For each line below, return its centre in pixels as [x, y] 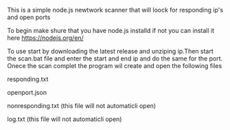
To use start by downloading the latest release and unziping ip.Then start [111, 51]
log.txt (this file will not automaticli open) [65, 119]
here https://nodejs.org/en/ [45, 38]
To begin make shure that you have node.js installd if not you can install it [111, 31]
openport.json [27, 93]
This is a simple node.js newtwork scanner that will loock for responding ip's [115, 10]
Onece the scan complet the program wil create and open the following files [115, 66]
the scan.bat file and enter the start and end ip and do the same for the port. [115, 58]
